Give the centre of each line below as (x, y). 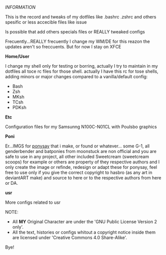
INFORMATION (20, 7)
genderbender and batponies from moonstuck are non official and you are (81, 151)
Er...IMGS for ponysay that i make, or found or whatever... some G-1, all (77, 146)
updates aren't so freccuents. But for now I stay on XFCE (63, 47)
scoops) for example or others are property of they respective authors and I (83, 162)
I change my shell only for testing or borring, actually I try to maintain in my (82, 66)
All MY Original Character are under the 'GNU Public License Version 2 (84, 222)
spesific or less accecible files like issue (46, 22)
